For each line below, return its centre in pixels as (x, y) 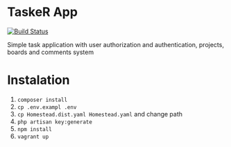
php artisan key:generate (54, 122)
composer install (42, 100)
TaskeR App (43, 12)
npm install (34, 129)
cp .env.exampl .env (47, 107)
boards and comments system (51, 52)
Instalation (38, 80)
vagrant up (33, 137)
